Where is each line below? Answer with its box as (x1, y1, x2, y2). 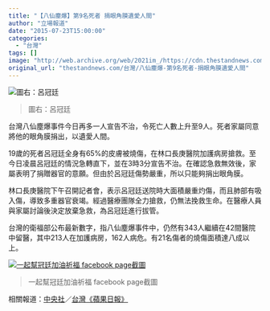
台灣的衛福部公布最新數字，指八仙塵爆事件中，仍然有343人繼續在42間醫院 (8, 223, 256, 232)
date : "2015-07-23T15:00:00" (8, 27, 106, 35)
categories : (8, 34, 48, 43)
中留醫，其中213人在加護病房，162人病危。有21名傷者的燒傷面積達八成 (8, 232, 243, 242)
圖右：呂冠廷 (27, 104, 71, 113)
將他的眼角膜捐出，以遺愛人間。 (8, 131, 114, 141)
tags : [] (8, 49, 38, 57)
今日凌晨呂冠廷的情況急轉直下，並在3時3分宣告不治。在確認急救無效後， (8, 158, 250, 168)
